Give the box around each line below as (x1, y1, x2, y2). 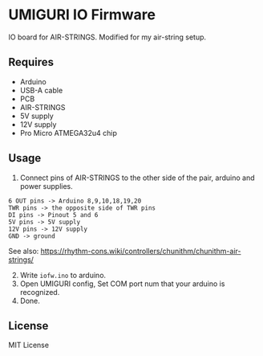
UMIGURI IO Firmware (8, 6, 156, 24)
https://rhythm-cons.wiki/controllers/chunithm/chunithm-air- (40, 246, 241, 256)
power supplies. (19, 181, 74, 190)
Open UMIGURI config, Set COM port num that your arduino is (19, 279, 225, 288)
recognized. (19, 287, 60, 297)
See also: (8, 246, 39, 256)
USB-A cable (19, 85, 63, 95)
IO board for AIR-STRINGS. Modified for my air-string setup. (8, 32, 207, 42)
